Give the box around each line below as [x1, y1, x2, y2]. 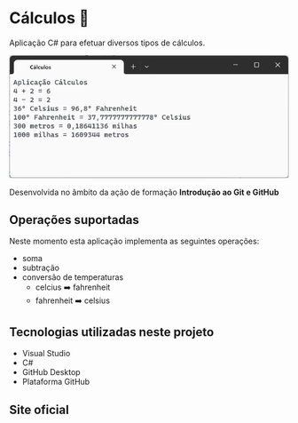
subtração [21, 262, 60, 274]
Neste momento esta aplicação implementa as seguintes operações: [9, 235, 260, 247]
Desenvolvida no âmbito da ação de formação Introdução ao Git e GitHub [9, 187, 279, 197]
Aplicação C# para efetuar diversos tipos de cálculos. [9, 37, 206, 48]
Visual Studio [21, 348, 71, 359]
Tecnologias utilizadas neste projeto [9, 324, 215, 339]
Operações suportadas [9, 212, 139, 227]
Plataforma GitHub [21, 377, 90, 387]
